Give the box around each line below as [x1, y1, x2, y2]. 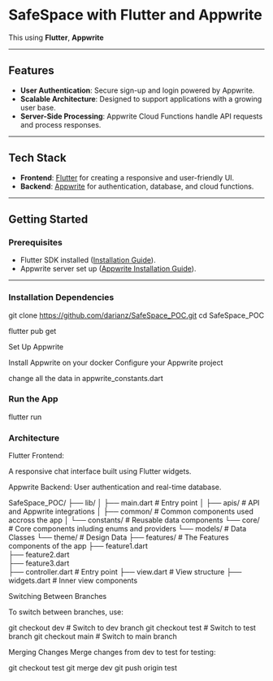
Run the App [8, 393, 58, 405]
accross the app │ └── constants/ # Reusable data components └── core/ [8, 515, 260, 525]
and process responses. [19, 119, 102, 129]
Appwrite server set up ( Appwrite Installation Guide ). [19, 264, 197, 274]
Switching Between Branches [8, 592, 107, 601]
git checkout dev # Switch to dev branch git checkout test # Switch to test [8, 623, 256, 633]
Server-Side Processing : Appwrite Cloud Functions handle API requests [19, 111, 263, 121]
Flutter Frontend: [8, 451, 65, 461]
